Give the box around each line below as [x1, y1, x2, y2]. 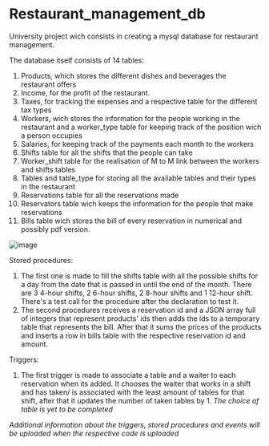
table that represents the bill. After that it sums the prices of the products [20, 322, 262, 331]
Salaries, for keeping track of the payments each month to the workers [20, 139, 255, 148]
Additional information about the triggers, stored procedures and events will [9, 420, 260, 429]
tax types [20, 105, 52, 115]
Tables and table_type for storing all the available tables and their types [20, 173, 257, 183]
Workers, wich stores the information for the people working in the [20, 113, 240, 123]
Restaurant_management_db [9, 5, 207, 23]
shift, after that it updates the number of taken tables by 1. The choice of [20, 395, 259, 405]
